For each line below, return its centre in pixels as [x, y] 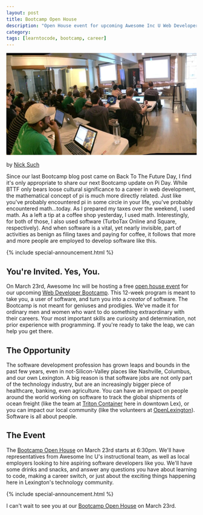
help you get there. [30, 331]
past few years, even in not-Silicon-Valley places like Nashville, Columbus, [99, 371]
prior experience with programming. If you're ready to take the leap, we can [101, 325]
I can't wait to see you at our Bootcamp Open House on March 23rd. [91, 505]
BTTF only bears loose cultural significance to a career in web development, [101, 189]
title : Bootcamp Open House [42, 19]
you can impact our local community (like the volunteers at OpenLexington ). [101, 410]
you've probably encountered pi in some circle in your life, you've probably [100, 202]
